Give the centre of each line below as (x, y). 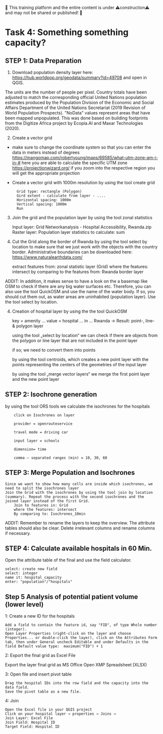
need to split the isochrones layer (42, 488)
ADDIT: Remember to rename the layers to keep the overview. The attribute (80, 523)
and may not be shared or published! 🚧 (44, 13)
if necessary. (18, 533)
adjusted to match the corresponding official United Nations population (76, 97)
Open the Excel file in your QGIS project (49, 710)
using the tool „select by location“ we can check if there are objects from (85, 335)
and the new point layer (36, 379)
